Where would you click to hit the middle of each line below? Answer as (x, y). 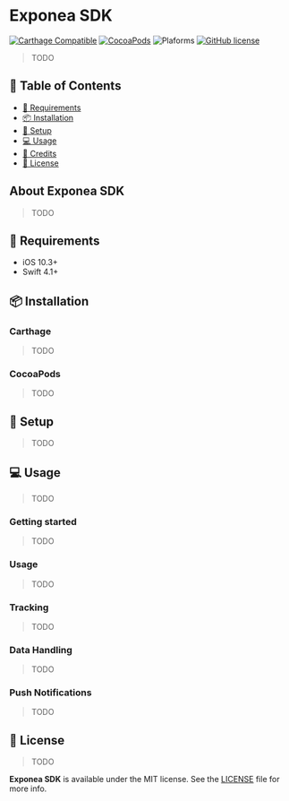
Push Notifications (51, 693)
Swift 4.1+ (40, 272)
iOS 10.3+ (40, 263)
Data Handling (41, 650)
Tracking (29, 607)
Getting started (43, 521)
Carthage (30, 331)
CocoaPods (35, 374)
